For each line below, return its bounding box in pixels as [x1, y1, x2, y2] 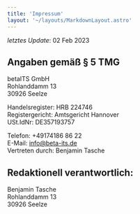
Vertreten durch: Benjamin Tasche [7, 146, 105, 155]
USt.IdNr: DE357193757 [7, 118, 75, 127]
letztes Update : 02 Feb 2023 [7, 36, 90, 44]
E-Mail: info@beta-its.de [7, 139, 78, 148]
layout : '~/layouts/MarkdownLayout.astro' [7, 17, 132, 24]
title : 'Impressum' [7, 10, 64, 17]
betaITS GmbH [7, 75, 50, 83]
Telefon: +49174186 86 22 [7, 131, 82, 140]
